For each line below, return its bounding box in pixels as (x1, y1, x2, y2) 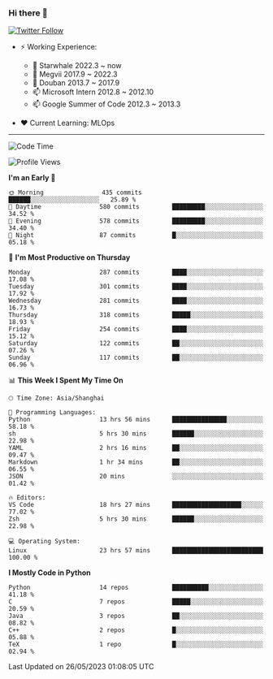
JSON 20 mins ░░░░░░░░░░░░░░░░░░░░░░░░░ (8, 473, 264, 481)
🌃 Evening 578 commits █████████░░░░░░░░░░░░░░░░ (8, 217, 264, 226)
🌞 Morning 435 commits (8, 188, 142, 197)
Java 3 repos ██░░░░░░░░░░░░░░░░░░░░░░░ (8, 612, 264, 621)
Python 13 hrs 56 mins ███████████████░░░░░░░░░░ (8, 416, 264, 424)
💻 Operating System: (8, 538, 81, 546)
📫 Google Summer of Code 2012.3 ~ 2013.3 (32, 99, 181, 109)
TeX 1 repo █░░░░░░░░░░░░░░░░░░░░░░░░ (8, 641, 264, 649)
